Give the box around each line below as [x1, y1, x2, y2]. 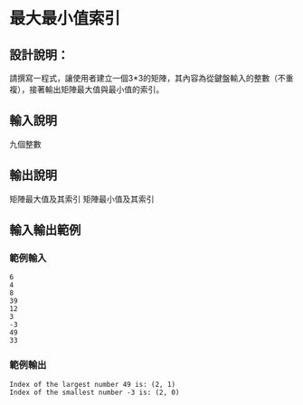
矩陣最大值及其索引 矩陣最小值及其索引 [9, 193, 155, 204]
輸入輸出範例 [9, 222, 81, 238]
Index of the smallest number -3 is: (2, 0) [9, 388, 180, 397]
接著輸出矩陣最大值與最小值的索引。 [28, 84, 165, 95]
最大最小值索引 [9, 8, 121, 29]
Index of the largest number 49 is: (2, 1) [9, 380, 176, 389]
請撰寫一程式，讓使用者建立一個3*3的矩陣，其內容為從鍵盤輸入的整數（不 [9, 73, 287, 83]
